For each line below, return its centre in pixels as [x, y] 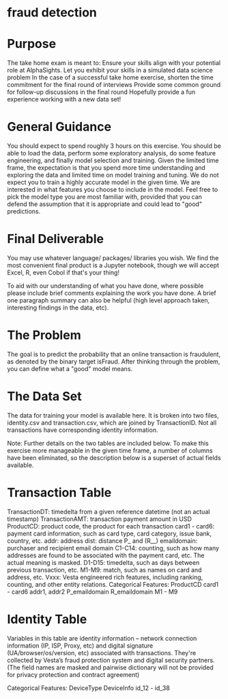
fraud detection [52, 13]
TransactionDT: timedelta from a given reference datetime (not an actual [109, 511]
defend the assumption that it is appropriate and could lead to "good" [105, 204]
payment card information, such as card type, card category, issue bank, [110, 533]
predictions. [24, 212]
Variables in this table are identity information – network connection [102, 638]
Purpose [32, 44]
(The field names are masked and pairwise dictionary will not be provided [110, 667]
